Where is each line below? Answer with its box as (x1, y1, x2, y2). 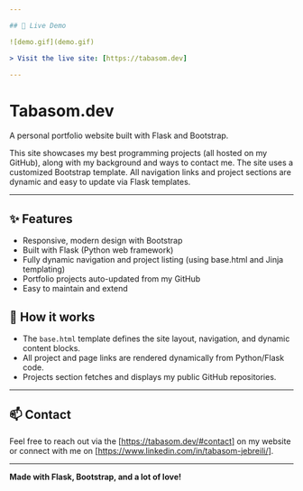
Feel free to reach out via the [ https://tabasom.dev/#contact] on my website (9, 435, 291, 447)
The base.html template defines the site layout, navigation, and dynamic (22, 333, 290, 344)
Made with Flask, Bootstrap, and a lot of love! (9, 471, 182, 482)
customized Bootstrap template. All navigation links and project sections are (9, 167, 291, 178)
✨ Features (9, 211, 73, 227)
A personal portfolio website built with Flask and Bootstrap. (9, 130, 229, 141)
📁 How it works (9, 309, 96, 325)
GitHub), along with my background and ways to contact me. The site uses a (9, 157, 294, 168)
